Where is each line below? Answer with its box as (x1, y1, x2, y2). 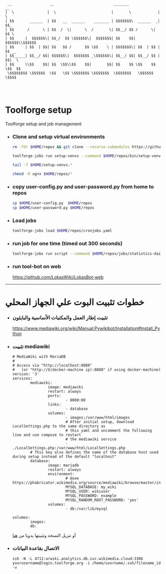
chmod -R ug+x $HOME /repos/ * (12, 171, 73, 176)
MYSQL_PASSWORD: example (65, 494, 117, 499)
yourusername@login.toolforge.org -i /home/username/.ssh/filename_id (12, 561, 161, 566)
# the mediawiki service (65, 437, 117, 442)
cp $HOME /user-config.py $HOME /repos (12, 201, 92, 206)
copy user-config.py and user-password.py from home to (12, 183, 154, 190)
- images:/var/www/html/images (65, 415, 130, 420)
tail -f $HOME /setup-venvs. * (12, 162, 73, 167)
